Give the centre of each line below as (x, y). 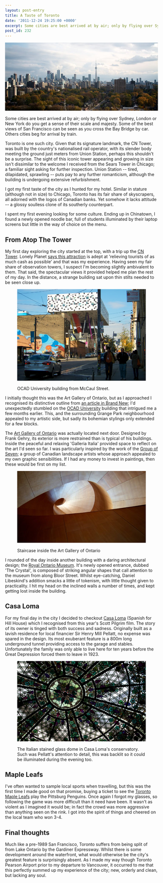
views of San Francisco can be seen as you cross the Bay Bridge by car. (77, 129)
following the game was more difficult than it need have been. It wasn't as (79, 802)
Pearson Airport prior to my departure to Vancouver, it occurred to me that (79, 865)
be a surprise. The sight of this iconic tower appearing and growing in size (79, 159)
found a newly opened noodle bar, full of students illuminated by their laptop (81, 219)
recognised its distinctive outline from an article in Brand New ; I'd (70, 403)
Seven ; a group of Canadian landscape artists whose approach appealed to (81, 454)
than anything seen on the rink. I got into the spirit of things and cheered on (81, 812)
